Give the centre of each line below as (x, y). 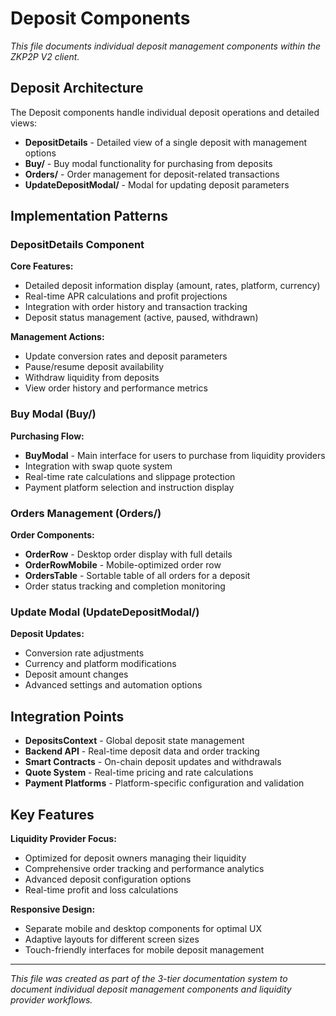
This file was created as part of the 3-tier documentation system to (149, 978)
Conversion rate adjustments (84, 653)
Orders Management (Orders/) (86, 513)
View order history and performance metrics (116, 388)
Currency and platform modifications (100, 664)
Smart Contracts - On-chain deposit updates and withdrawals (153, 762)
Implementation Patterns (89, 216)
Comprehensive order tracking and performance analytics (144, 868)
